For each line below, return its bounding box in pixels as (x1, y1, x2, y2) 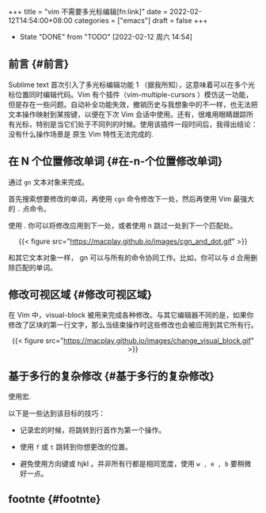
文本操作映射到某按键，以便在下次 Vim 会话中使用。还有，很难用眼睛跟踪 (8, 109, 247, 119)
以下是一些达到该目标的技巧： (8, 409, 105, 418)
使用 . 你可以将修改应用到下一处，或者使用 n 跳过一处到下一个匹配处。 (8, 221, 237, 230)
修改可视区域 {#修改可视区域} (8, 288, 153, 302)
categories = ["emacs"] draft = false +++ (74, 16, 208, 25)
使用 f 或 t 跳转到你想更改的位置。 (19, 442, 132, 452)
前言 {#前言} (8, 58, 70, 71)
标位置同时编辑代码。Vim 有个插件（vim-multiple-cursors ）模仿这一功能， (8, 89, 253, 99)
